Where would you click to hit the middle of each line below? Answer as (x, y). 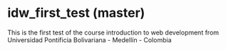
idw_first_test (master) (76, 13)
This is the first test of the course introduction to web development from (113, 32)
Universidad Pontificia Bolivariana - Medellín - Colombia (89, 39)
